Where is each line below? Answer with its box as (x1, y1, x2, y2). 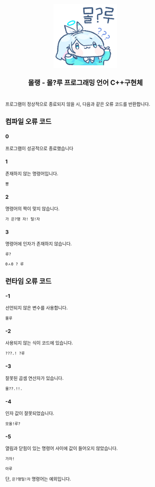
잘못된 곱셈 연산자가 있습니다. (5, 375, 64, 381)
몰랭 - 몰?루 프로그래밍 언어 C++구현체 (27, 79, 143, 87)
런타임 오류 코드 (5, 277, 52, 286)
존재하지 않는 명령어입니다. (5, 170, 58, 176)
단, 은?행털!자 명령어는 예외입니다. (5, 476, 71, 482)
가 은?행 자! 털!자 (5, 217, 40, 222)
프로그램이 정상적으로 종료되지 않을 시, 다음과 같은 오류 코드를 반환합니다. (5, 101, 150, 107)
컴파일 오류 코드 (5, 117, 52, 126)
